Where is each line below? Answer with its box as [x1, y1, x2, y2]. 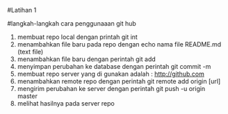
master [17, 92, 38, 100]
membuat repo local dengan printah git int [17, 33, 138, 41]
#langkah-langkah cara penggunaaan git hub [7, 19, 137, 27]
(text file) [17, 48, 44, 56]
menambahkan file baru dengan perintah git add [17, 55, 156, 63]
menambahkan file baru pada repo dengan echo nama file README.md [17, 40, 222, 48]
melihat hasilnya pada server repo [17, 99, 115, 107]
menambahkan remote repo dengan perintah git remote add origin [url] [17, 77, 221, 85]
